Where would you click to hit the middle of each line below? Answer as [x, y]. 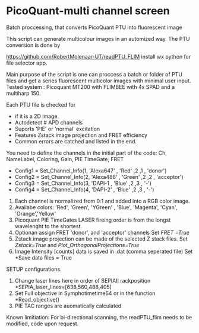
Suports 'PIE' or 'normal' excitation [57, 129]
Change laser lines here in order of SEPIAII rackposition [83, 280]
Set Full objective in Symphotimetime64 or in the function [85, 293]
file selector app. [27, 63]
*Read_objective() [37, 299]
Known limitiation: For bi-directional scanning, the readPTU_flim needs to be [99, 317]
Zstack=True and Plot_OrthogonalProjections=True [77, 245]
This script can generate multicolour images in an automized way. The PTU [98, 39]
